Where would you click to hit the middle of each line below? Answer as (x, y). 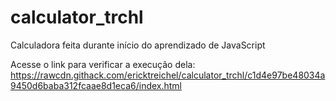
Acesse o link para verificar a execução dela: (103, 64)
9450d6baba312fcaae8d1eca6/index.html (96, 85)
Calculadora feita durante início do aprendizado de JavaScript (138, 45)
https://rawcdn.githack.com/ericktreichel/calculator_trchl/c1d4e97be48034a (168, 75)
